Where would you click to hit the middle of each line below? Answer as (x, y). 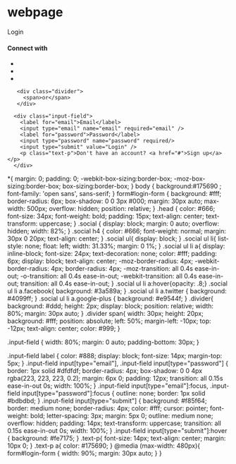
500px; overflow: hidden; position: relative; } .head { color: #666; (121, 209)
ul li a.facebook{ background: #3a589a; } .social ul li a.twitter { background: (117, 291)
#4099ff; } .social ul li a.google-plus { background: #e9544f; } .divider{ (110, 299)
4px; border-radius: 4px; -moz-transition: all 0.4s (122, 269)
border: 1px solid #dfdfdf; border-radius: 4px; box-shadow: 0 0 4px (105, 371)
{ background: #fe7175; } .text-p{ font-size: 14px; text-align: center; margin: (117, 439)
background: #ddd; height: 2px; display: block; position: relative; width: (110, 306)
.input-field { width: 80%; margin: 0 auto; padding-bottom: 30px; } (103, 342)
